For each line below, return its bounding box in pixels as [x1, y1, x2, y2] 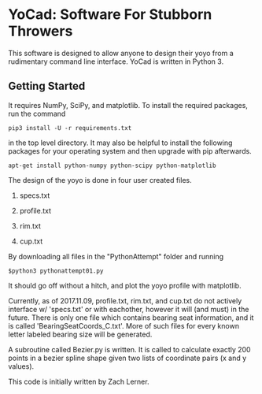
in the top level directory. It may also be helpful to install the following [8, 138, 233, 147]
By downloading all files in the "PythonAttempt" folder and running [8, 251, 224, 261]
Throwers [8, 22, 73, 40]
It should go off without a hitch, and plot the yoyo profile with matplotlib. [8, 281, 242, 290]
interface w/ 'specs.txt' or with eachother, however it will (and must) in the [8, 304, 249, 314]
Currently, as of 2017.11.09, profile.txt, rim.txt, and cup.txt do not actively [8, 295, 242, 305]
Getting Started [8, 80, 86, 93]
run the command [8, 109, 66, 118]
